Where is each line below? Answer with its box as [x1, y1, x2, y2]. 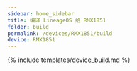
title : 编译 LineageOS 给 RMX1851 [7, 17, 106, 24]
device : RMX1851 [7, 37, 55, 44]
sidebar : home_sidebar [7, 10, 75, 18]
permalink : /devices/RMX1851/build [7, 30, 113, 37]
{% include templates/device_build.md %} [7, 56, 131, 64]
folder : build [7, 23, 50, 30]
